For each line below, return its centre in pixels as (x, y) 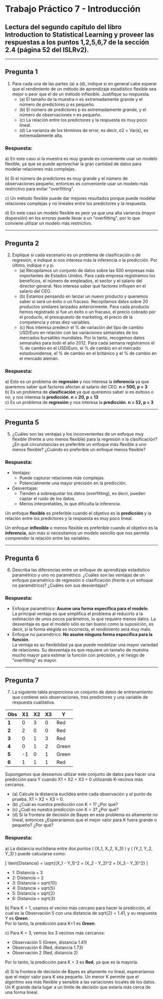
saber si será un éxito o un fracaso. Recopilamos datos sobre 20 (84, 301)
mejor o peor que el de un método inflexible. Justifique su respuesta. (81, 94)
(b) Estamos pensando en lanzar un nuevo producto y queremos (84, 296)
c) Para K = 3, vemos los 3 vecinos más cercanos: (55, 933)
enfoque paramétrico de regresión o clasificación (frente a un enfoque (82, 580)
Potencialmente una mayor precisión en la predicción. (73, 483)
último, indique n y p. (33, 265)
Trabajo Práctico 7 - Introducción (73, 9)
